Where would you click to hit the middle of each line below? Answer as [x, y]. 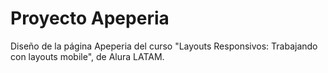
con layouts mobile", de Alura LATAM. [87, 56]
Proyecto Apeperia [90, 18]
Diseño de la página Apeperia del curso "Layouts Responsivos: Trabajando [164, 46]
